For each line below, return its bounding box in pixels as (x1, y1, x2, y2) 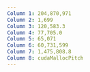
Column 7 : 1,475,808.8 (7, 49, 72, 56)
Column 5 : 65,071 (7, 36, 57, 43)
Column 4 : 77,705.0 (7, 29, 63, 36)
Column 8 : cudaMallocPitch (7, 55, 84, 62)
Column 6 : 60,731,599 (7, 42, 69, 49)
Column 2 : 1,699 (7, 16, 53, 23)
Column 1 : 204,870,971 (7, 10, 72, 17)
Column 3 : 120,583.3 (7, 23, 66, 29)
